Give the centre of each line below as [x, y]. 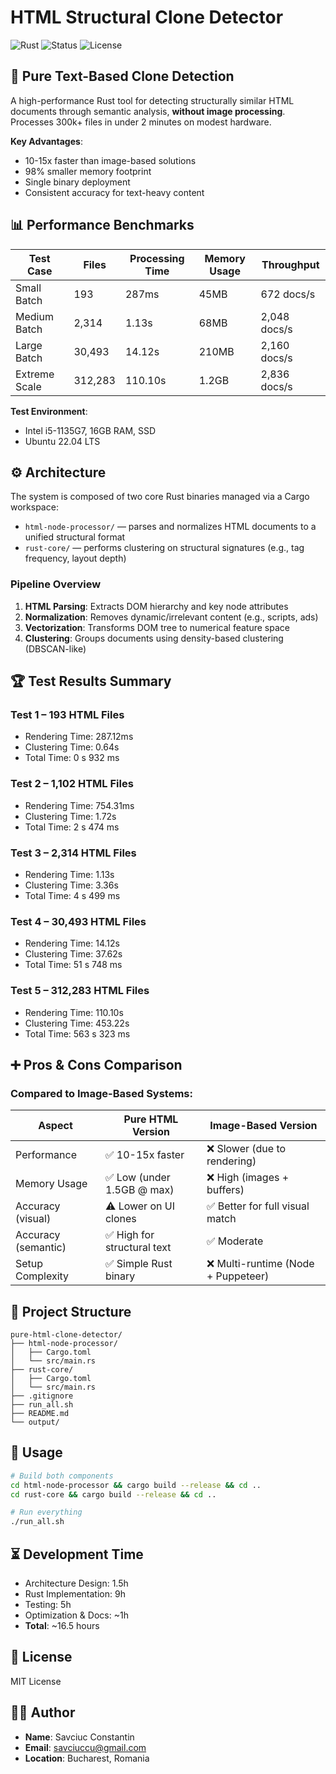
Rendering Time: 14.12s [72, 943]
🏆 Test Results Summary [91, 681]
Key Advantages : [46, 141]
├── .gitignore [42, 1396]
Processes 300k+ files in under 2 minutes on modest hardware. [141, 122]
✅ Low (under [137, 1178]
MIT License [36, 1681]
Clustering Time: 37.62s [73, 954]
